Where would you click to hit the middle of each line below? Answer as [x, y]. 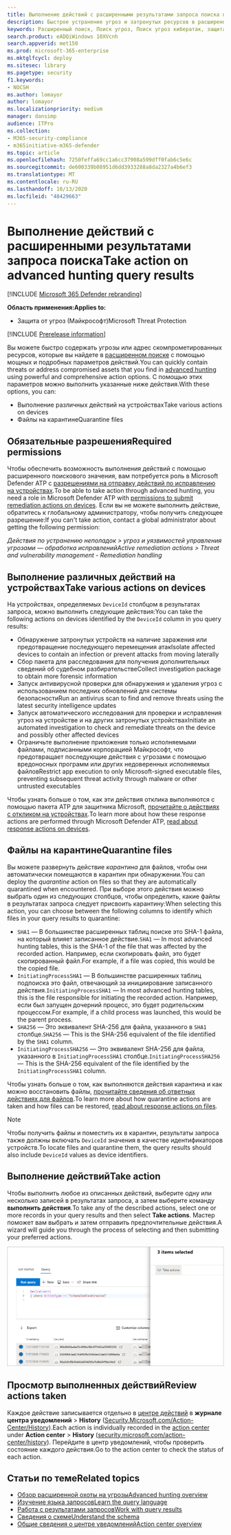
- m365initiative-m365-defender [53, 145]
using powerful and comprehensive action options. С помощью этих [105, 377]
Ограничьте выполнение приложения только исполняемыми [107, 742]
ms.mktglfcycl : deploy [40, 59]
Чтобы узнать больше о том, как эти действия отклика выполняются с [111, 800]
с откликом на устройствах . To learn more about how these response [107, 814]
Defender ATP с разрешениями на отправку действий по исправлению [111, 483]
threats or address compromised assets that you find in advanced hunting [112, 369]
